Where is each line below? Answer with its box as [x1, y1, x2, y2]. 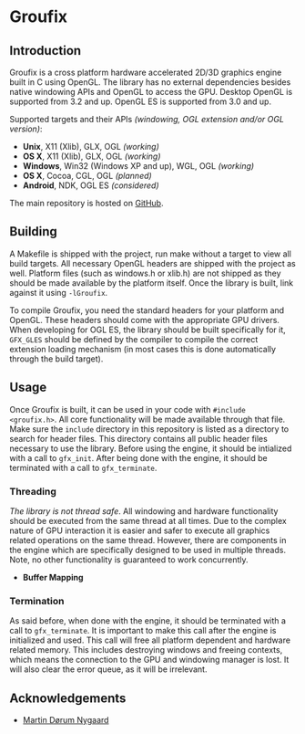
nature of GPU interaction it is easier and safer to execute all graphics [9, 525, 270, 536]
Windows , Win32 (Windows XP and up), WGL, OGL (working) [22, 161, 255, 171]
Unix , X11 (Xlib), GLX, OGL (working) [22, 142, 159, 152]
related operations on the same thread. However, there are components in [9, 534, 287, 545]
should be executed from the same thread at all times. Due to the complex [9, 515, 287, 526]
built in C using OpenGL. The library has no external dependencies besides [9, 77, 291, 88]
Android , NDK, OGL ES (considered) [22, 180, 159, 191]
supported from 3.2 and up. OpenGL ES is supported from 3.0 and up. [9, 96, 271, 107]
